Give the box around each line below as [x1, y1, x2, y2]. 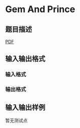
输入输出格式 [5, 55, 46, 63]
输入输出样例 [5, 103, 46, 112]
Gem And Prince [5, 4, 75, 15]
